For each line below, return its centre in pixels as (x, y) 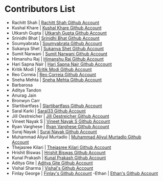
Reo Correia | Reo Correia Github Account (54, 74)
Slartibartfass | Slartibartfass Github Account (57, 106)
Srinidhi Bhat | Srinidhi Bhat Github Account (56, 38)
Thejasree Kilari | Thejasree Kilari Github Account (61, 147)
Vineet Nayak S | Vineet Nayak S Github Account (61, 121)
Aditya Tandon (26, 90)
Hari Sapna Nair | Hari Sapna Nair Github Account (62, 64)
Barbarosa (22, 85)
